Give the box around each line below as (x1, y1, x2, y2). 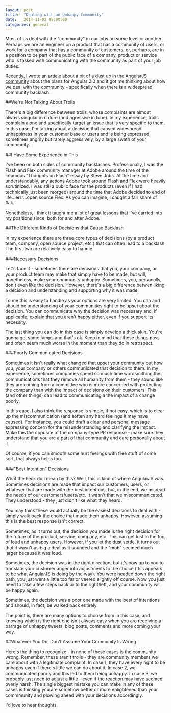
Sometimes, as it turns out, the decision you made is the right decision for (5, 528, 161, 534)
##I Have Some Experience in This (5, 152, 78, 158)
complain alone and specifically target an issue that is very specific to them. (5, 120, 165, 126)
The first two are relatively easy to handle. (5, 246, 94, 252)
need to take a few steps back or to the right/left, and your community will (5, 582, 161, 588)
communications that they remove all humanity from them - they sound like (5, 376, 163, 382)
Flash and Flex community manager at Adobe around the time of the (5, 167, 149, 173)
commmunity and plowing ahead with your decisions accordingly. (5, 692, 143, 698)
